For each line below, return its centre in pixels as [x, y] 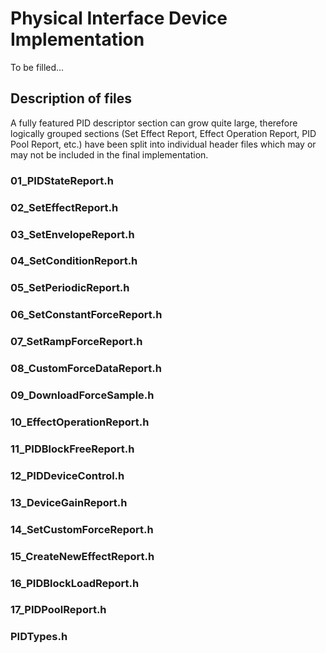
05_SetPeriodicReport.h [70, 288]
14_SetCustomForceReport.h [82, 529]
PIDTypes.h [39, 637]
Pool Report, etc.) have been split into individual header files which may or [163, 144]
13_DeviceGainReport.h [69, 502]
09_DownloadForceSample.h [82, 395]
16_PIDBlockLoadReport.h [75, 583]
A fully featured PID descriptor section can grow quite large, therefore [154, 123]
